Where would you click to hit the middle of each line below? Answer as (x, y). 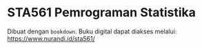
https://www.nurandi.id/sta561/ (51, 38)
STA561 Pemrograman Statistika (102, 13)
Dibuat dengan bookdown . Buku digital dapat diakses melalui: (92, 31)
